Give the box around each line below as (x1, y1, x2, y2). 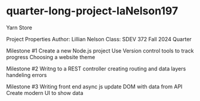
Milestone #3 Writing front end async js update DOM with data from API (6, 82, 183, 90)
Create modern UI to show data (6, 89, 84, 96)
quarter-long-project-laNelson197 (6, 4, 179, 18)
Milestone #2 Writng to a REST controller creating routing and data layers (6, 65, 186, 72)
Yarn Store (6, 24, 33, 31)
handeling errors (6, 71, 47, 78)
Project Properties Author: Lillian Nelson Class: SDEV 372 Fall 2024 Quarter (6, 35, 192, 42)
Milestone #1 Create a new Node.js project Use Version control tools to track (6, 47, 194, 54)
